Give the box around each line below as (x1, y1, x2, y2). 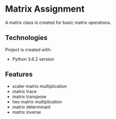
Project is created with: (5, 46, 52, 52)
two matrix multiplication (12, 99, 62, 104)
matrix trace (12, 88, 37, 94)
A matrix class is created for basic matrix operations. (5, 20, 112, 25)
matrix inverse (12, 109, 41, 115)
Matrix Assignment (5, 3, 85, 15)
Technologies (5, 34, 48, 42)
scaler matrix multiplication (12, 83, 67, 89)
